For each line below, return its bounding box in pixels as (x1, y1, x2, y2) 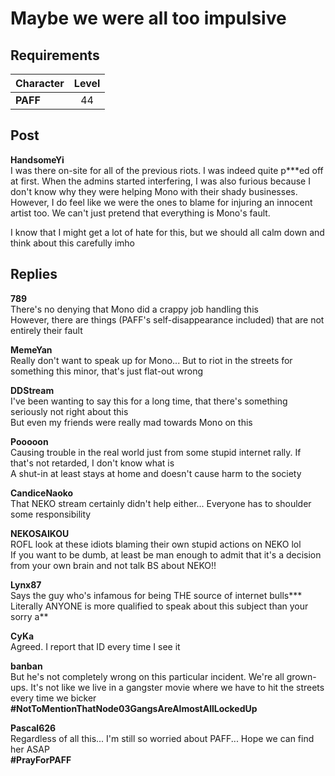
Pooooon (10, 435, 49, 447)
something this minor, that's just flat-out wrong (10, 365, 204, 377)
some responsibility (10, 508, 92, 520)
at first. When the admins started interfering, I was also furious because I (10, 175, 311, 187)
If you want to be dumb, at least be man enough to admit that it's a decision (10, 548, 322, 561)
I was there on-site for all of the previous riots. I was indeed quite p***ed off (10, 164, 324, 176)
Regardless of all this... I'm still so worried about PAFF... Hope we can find (10, 732, 315, 744)
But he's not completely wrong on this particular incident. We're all (10, 670, 285, 682)
